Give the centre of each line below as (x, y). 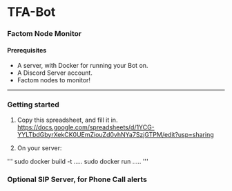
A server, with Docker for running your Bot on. (83, 66)
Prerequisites (27, 50)
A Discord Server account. (55, 73)
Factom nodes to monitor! (54, 80)
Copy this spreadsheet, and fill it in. (67, 120)
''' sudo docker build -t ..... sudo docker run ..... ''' (78, 161)
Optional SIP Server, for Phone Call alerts (77, 179)
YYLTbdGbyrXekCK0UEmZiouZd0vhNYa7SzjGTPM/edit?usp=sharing (115, 134)
